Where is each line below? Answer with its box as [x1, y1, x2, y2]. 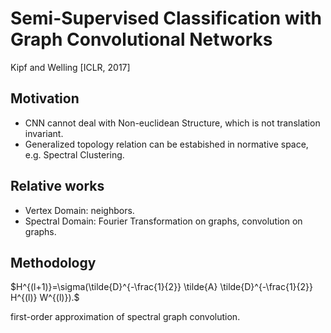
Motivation [10, 90, 80, 107]
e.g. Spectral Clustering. [24, 148, 125, 161]
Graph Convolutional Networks [10, 28, 273, 51]
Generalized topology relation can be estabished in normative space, [24, 138, 309, 150]
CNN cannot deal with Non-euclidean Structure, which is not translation [24, 117, 321, 129]
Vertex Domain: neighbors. [24, 204, 135, 216]
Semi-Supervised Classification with [10, 7, 322, 30]
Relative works [10, 178, 105, 195]
